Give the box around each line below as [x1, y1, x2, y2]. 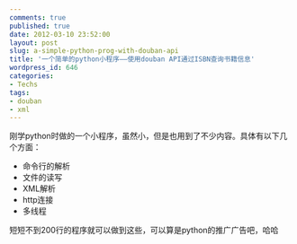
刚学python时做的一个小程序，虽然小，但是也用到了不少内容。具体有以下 [9, 131, 280, 142]
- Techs [9, 80, 39, 89]
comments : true [9, 13, 67, 22]
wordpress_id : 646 [9, 64, 78, 73]
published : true [9, 22, 70, 30]
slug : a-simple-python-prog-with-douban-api [9, 47, 179, 56]
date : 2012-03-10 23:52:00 [9, 30, 111, 39]
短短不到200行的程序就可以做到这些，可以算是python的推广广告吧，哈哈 [9, 225, 279, 236]
